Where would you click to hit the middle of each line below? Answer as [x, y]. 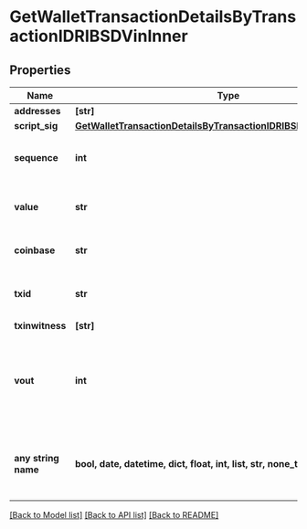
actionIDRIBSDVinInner [99, 36]
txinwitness [40, 326]
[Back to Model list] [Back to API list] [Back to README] [114, 515]
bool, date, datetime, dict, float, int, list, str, [170, 464]
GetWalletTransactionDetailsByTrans [153, 17]
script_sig [36, 126]
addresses [37, 111]
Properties [40, 70]
